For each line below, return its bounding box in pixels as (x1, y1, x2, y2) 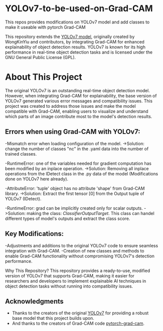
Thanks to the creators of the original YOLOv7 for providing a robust (12, 310, 149, 316)
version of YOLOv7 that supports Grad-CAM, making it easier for (5, 273, 135, 278)
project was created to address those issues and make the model (5, 103, 136, 109)
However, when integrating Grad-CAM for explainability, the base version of (5, 93, 157, 98)
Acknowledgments (5, 297, 64, 305)
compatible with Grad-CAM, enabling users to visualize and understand (5, 108, 148, 114)
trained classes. (5, 151, 37, 156)
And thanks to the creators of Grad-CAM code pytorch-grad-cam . (12, 320, 145, 327)
